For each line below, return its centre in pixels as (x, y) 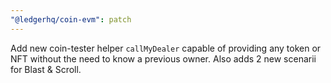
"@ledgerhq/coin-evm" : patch (71, 19)
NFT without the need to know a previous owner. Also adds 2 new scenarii (163, 58)
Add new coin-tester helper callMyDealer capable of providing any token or (166, 48)
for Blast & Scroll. (46, 69)
